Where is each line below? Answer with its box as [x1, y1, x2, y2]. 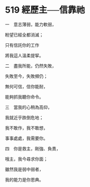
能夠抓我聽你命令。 [5, 93, 44, 100]
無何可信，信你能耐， [5, 83, 48, 89]
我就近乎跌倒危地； [5, 114, 44, 120]
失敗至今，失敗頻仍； [5, 73, 48, 79]
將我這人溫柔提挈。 [5, 52, 44, 58]
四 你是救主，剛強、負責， [5, 146, 61, 151]
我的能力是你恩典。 [5, 176, 44, 183]
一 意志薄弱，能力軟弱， [5, 21, 56, 27]
